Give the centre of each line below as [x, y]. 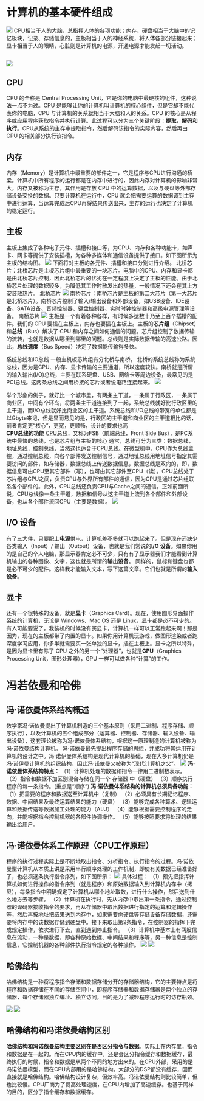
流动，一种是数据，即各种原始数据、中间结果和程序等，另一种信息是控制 [107, 937]
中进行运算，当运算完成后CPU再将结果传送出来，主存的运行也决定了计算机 [100, 203]
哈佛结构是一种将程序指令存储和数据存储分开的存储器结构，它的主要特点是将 [102, 982]
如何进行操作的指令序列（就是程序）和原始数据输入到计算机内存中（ [102, 884]
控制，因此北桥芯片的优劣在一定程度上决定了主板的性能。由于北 [118, 278]
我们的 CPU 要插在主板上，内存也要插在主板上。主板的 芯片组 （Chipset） [107, 324]
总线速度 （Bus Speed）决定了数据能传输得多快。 [79, 346]
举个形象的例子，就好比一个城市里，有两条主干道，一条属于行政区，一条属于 [102, 395]
